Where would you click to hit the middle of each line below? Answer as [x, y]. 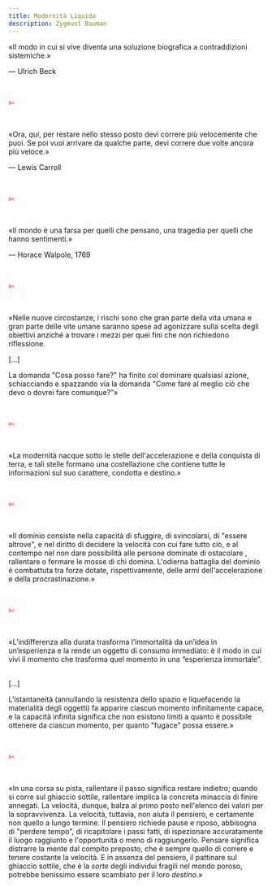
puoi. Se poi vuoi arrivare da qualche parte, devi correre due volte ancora [131, 142]
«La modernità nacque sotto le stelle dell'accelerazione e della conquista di [134, 455]
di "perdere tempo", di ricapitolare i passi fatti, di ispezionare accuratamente [136, 831]
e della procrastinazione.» [52, 579]
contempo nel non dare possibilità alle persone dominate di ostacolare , [128, 553]
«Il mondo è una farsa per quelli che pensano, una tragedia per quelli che [131, 230]
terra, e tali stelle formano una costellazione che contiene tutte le [117, 463]
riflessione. [27, 343]
